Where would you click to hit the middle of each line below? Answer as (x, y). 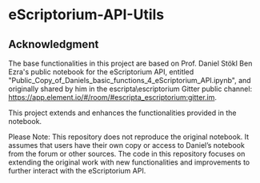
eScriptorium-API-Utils (86, 15)
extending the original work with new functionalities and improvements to (129, 162)
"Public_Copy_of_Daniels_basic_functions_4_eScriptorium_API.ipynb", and (130, 80)
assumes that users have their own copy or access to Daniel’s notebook (127, 145)
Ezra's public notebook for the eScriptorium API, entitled (101, 72)
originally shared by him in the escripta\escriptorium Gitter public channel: (130, 89)
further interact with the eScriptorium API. (77, 171)
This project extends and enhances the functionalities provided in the (122, 113)
